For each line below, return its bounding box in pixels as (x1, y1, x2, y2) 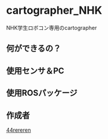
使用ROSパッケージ (6, 88, 78, 98)
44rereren (6, 126, 31, 134)
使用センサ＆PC (6, 65, 64, 75)
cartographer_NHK (6, 4, 103, 17)
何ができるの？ (6, 43, 61, 54)
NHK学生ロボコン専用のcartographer (6, 24, 97, 31)
